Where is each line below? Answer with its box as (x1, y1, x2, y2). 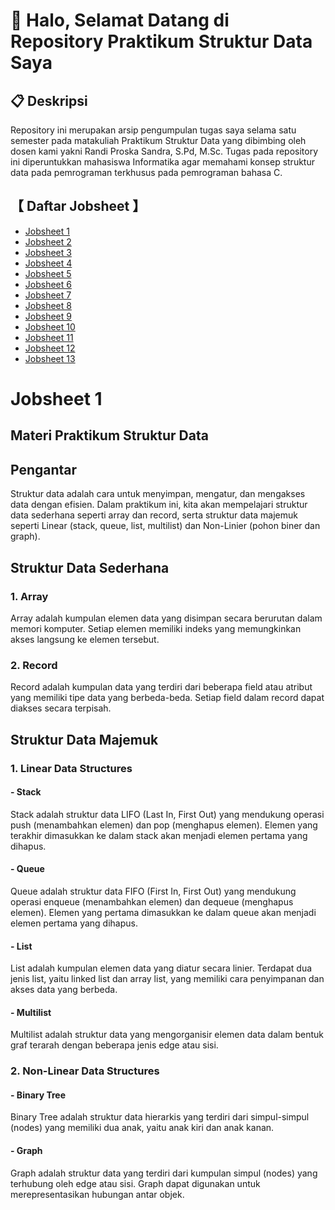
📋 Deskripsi (10, 92, 88, 109)
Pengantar (10, 461, 78, 478)
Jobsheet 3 (24, 246, 72, 258)
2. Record (10, 658, 58, 672)
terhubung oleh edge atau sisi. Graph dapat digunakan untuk (10, 1177, 261, 1189)
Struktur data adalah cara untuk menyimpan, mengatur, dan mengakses (10, 488, 306, 500)
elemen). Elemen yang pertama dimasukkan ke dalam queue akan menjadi (10, 906, 317, 918)
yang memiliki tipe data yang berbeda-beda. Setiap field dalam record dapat (10, 692, 325, 704)
